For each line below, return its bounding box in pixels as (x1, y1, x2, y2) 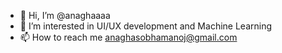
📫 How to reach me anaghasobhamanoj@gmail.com (19, 31, 238, 43)
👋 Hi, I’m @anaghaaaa (19, 10, 111, 21)
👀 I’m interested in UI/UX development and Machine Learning (19, 20, 273, 32)
